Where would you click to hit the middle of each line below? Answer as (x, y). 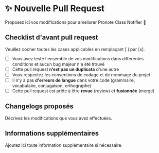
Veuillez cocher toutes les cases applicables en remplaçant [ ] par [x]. (75, 49)
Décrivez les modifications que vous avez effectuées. (59, 118)
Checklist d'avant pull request (52, 38)
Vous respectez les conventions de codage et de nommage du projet (81, 75)
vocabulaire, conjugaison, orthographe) (52, 86)
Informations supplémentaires (52, 133)
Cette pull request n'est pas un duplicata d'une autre (65, 69)
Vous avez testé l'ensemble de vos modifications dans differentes (78, 58)
